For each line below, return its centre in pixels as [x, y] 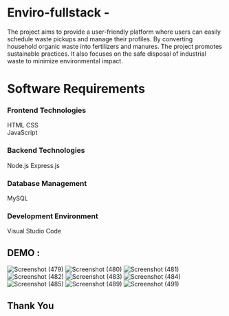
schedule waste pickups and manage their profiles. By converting [100, 39]
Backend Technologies [46, 151]
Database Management [47, 183]
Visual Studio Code [34, 231]
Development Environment [53, 216]
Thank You [31, 305]
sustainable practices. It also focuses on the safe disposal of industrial [107, 54]
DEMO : [23, 253]
